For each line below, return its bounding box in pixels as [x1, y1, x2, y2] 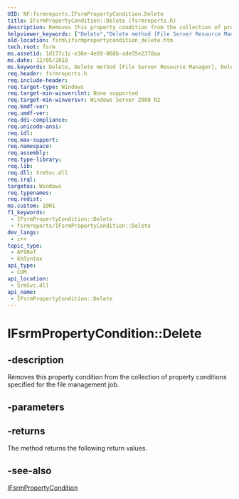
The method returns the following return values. [7, 444, 148, 453]
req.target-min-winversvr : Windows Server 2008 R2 [7, 97, 161, 104]
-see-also [7, 464, 52, 477]
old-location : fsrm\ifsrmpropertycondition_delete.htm [7, 37, 174, 44]
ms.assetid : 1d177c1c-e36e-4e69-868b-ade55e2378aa [7, 51, 161, 58]
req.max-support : [7, 136, 59, 143]
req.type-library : [7, 156, 62, 164]
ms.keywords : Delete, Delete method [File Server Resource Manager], [7, 63, 218, 70]
